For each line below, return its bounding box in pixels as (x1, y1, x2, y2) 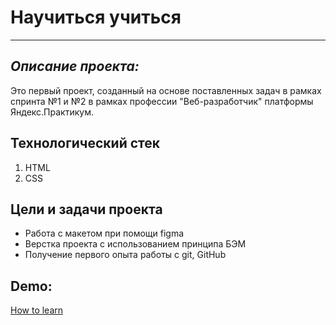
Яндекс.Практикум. (10, 106, 94, 118)
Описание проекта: (10, 58, 140, 75)
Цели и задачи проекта (10, 201, 163, 218)
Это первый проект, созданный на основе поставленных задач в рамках (10, 84, 322, 96)
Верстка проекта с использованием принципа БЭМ (24, 238, 247, 250)
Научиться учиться (10, 6, 182, 29)
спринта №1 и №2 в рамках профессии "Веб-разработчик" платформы (10, 95, 314, 107)
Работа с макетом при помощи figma (24, 227, 185, 240)
